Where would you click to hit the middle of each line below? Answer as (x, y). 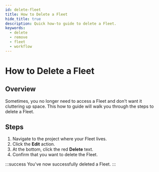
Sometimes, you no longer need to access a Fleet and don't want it (74, 101)
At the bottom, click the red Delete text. (53, 149)
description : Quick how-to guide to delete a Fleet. (61, 23)
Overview (21, 89)
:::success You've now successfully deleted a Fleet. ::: (60, 164)
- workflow (21, 46)
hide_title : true (23, 19)
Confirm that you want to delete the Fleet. (55, 155)
